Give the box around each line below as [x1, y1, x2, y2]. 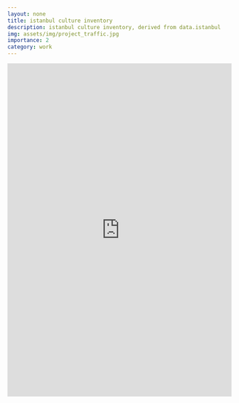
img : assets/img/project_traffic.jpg [7, 30, 119, 38]
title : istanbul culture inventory [7, 17, 113, 24]
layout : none [7, 10, 46, 18]
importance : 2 [7, 37, 50, 44]
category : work [7, 43, 53, 50]
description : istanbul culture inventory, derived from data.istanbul [7, 23, 221, 31]
